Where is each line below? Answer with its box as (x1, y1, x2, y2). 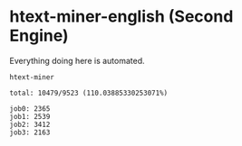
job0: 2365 (9, 104, 51, 114)
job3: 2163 (9, 128, 51, 137)
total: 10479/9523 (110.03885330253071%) (9, 88, 169, 97)
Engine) (9, 25, 70, 46)
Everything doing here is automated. (9, 55, 145, 66)
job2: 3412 (9, 120, 51, 129)
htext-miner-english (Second (9, 6, 234, 27)
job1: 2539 (9, 112, 51, 121)
